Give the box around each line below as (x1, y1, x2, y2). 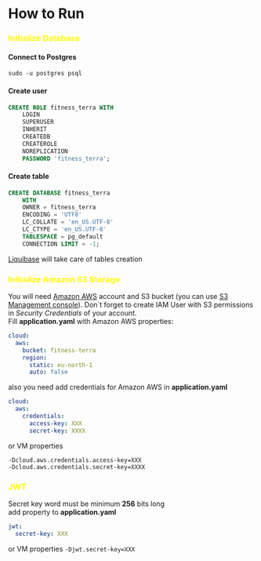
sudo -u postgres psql (8, 70, 82, 78)
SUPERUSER (22, 118, 55, 126)
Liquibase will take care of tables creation (8, 254, 143, 264)
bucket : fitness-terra (22, 346, 96, 354)
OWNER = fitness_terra (22, 203, 96, 212)
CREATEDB (22, 133, 51, 141)
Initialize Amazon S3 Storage (8, 274, 121, 285)
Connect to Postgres (8, 52, 77, 61)
